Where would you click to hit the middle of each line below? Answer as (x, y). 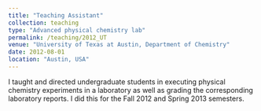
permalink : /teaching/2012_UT (58, 37)
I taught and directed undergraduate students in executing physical (117, 81)
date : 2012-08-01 (37, 52)
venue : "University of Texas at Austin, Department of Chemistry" (119, 45)
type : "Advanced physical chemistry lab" (77, 30)
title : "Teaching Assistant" (56, 15)
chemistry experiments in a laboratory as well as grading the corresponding (131, 90)
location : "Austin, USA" (49, 60)
